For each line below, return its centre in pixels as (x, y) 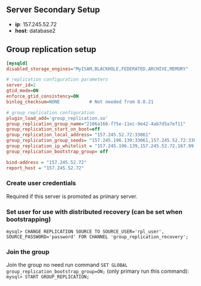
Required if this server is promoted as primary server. (72, 196)
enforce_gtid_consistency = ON (42, 96)
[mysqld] (17, 63)
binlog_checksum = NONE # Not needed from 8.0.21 (80, 102)
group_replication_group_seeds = (46, 141)
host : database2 (35, 31)
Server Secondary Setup (53, 10)
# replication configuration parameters (57, 80)
